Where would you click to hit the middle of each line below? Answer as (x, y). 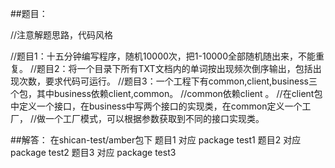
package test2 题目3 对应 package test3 (93, 152)
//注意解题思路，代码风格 (62, 35)
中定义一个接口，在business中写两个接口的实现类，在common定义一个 (156, 106)
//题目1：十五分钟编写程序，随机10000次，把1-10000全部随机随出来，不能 (163, 56)
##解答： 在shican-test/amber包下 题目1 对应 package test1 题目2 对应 (156, 140)
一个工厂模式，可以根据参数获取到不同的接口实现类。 (155, 118)
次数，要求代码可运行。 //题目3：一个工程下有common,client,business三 (168, 81)
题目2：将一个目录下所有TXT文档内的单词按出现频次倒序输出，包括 (174, 68)
